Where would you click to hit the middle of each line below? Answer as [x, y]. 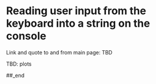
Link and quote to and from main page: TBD [59, 52]
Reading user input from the [76, 11]
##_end [15, 75]
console [26, 36]
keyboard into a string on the [78, 23]
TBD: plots [19, 64]
